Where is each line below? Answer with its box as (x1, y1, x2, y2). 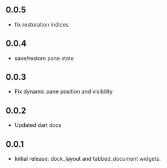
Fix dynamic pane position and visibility (14, 88, 113, 95)
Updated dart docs (14, 121, 62, 129)
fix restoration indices (14, 21, 69, 28)
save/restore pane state (14, 54, 74, 62)
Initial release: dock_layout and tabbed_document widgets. (14, 155, 161, 163)
